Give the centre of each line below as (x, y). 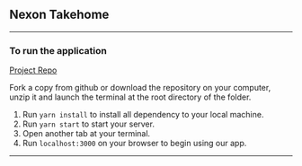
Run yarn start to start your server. (89, 124)
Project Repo (33, 70)
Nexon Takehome (59, 15)
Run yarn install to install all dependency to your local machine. (143, 115)
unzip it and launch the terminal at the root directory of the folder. (130, 97)
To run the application (58, 50)
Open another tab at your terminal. (86, 134)
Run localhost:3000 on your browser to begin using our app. (134, 144)
